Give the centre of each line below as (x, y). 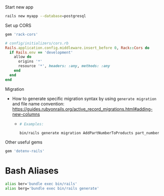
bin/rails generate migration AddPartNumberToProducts (76, 133)
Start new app (19, 7)
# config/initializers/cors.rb (37, 43)
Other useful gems (24, 142)
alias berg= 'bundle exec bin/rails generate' (52, 189)
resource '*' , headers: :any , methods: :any (64, 66)
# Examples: (31, 124)
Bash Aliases (32, 171)
